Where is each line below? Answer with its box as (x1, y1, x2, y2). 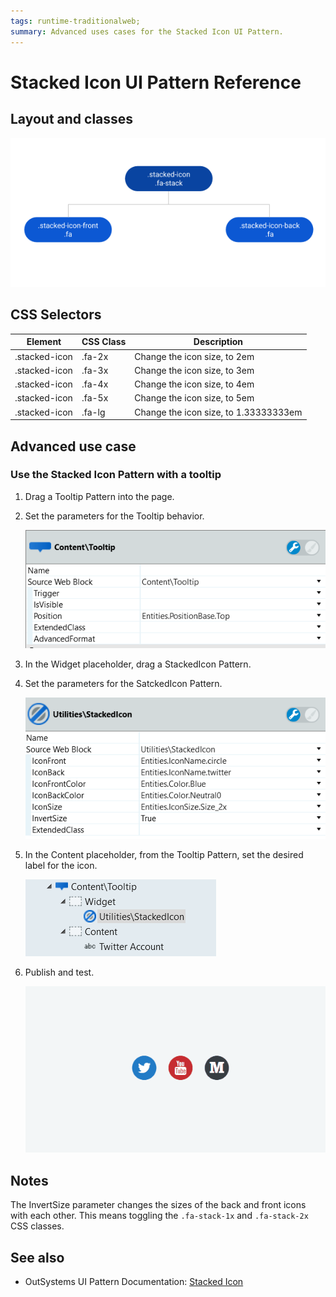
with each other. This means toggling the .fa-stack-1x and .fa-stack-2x (10, 1210, 309, 1222)
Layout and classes (10, 111, 134, 128)
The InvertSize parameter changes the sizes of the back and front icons (10, 1199, 307, 1211)
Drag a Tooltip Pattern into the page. (24, 490, 175, 502)
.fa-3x (81, 364, 109, 376)
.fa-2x (81, 350, 109, 362)
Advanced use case (10, 438, 137, 455)
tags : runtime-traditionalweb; (10, 16, 141, 26)
